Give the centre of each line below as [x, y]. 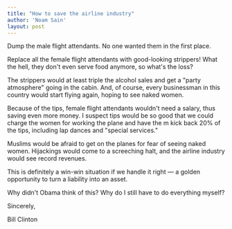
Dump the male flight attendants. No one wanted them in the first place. [109, 46]
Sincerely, [21, 206]
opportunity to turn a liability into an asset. [68, 179]
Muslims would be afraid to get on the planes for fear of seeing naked [107, 144]
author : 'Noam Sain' [37, 20]
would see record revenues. [47, 158]
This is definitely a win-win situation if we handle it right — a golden [104, 172]
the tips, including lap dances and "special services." [83, 130]
